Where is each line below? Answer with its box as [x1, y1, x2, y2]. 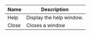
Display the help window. [26, 14, 84, 21]
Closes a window [26, 22, 66, 28]
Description [41, 6, 69, 12]
